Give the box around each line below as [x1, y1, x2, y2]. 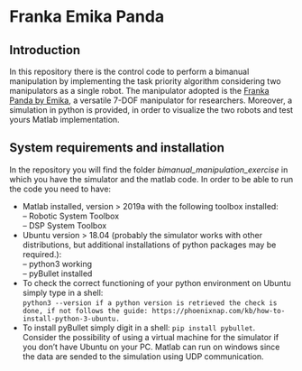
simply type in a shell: [22, 287, 104, 298]
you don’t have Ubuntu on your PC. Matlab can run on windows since [22, 341, 280, 352]
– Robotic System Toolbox [22, 210, 120, 221]
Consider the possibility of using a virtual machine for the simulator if [22, 331, 279, 342]
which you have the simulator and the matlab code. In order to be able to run [9, 173, 294, 184]
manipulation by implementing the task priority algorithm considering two [9, 76, 281, 87]
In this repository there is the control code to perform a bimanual [9, 66, 250, 77]
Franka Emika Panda [9, 6, 165, 27]
